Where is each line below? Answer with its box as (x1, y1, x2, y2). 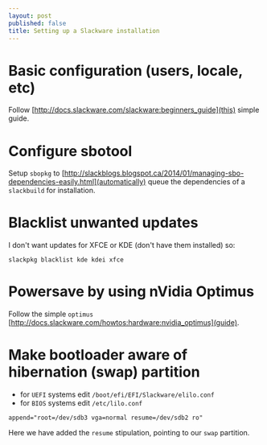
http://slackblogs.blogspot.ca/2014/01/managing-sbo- (64, 168, 244, 178)
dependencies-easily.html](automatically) (8, 177, 146, 187)
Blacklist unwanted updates (8, 214, 199, 232)
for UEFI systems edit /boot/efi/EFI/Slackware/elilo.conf (19, 389, 215, 399)
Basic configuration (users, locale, (8, 61, 243, 80)
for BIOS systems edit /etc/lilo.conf (19, 398, 143, 408)
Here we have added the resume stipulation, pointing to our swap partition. (8, 428, 250, 438)
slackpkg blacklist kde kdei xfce (8, 256, 125, 264)
